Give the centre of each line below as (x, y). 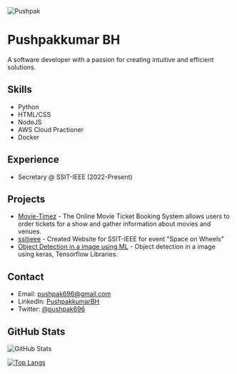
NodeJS (30, 122)
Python (28, 106)
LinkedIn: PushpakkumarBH (59, 302)
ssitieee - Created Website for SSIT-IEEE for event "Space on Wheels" (121, 239)
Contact (26, 277)
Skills (20, 90)
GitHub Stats (36, 332)
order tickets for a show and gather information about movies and (114, 224)
